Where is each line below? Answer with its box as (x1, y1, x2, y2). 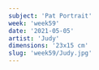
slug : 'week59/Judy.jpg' (8, 49, 93, 57)
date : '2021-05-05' (8, 27, 75, 35)
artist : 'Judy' (8, 34, 60, 43)
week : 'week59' (8, 19, 60, 27)
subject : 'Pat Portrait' (8, 11, 93, 20)
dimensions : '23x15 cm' (8, 42, 89, 50)
